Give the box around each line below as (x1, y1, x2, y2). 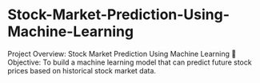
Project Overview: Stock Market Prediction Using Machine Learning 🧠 (7, 49, 237, 58)
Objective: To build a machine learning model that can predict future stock (7, 57, 253, 67)
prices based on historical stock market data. (7, 65, 157, 75)
